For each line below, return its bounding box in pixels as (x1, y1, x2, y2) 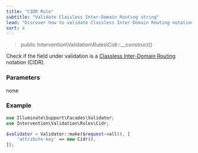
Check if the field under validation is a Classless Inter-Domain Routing (6, 52, 176, 59)
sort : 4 (6, 25, 25, 31)
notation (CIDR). (6, 59, 45, 66)
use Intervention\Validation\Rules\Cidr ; (6, 120, 110, 127)
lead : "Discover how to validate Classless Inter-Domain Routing (6, 19, 170, 25)
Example (6, 101, 32, 109)
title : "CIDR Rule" (6, 8, 54, 15)
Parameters (6, 74, 40, 82)
